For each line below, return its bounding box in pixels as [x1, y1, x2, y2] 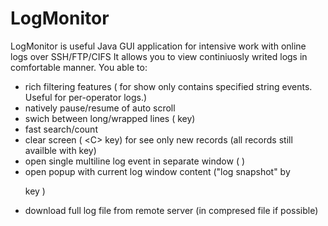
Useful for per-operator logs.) [24, 91, 148, 103]
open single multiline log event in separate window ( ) [24, 155, 246, 167]
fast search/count [24, 123, 98, 135]
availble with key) [24, 144, 97, 156]
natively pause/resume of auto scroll [24, 102, 176, 114]
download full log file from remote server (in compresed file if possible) [24, 204, 319, 216]
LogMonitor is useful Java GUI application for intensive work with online [10, 40, 307, 52]
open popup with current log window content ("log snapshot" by [24, 165, 291, 177]
